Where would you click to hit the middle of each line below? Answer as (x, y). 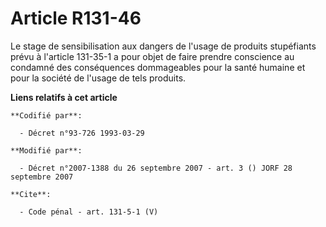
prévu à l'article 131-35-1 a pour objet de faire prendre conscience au (152, 56)
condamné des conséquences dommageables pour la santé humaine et (158, 67)
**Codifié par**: (46, 115)
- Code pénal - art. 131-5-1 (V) (89, 212)
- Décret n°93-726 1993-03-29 (82, 133)
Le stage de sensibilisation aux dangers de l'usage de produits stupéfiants (163, 46)
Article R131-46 (76, 18)
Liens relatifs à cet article (64, 97)
